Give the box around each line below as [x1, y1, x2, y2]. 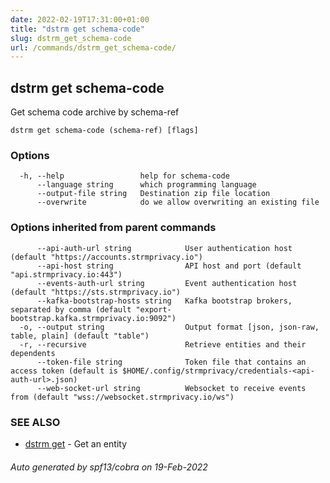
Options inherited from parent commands [10, 221, 217, 235]
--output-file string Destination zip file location [36, 189, 271, 199]
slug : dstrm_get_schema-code [10, 33, 132, 43]
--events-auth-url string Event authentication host [36, 278, 298, 288]
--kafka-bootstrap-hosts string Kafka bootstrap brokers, [36, 296, 293, 306]
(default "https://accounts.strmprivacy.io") [10, 252, 203, 262]
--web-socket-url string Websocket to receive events [36, 383, 307, 393]
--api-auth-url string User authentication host [36, 243, 293, 253]
